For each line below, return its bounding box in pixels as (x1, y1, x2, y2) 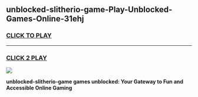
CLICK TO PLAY (6, 32, 52, 40)
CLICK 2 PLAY (6, 53, 47, 62)
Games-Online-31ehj (6, 14, 84, 24)
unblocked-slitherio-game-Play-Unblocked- (6, 5, 173, 15)
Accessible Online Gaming (6, 84, 72, 91)
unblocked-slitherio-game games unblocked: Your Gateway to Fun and (6, 78, 184, 85)
